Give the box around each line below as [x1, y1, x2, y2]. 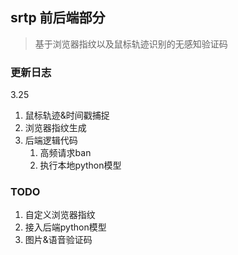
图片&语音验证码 [24, 234, 93, 246]
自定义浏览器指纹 [24, 209, 96, 221]
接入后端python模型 [24, 221, 107, 233]
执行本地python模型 [39, 159, 122, 172]
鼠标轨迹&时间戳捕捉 [24, 109, 110, 122]
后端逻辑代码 [24, 134, 78, 147]
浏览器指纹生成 [24, 122, 87, 134]
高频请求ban [39, 147, 92, 159]
